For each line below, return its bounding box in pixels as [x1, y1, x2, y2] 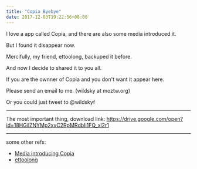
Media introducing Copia [14, 150, 74, 157]
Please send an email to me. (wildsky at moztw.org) [6, 87, 131, 94]
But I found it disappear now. [6, 42, 76, 49]
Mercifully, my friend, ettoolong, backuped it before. [6, 53, 132, 60]
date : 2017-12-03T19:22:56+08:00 [6, 14, 88, 20]
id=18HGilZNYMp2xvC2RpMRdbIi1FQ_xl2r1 [6, 121, 110, 129]
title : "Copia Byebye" [6, 8, 62, 15]
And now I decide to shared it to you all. [6, 64, 102, 71]
